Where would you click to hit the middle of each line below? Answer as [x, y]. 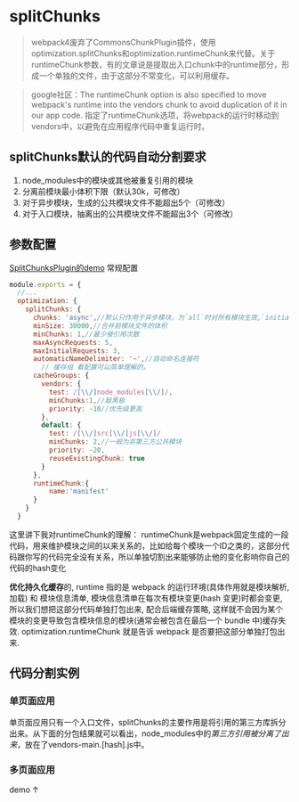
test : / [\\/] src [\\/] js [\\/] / [105, 434]
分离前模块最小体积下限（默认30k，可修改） [103, 191]
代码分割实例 [44, 673]
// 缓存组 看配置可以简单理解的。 [96, 367]
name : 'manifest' [79, 492]
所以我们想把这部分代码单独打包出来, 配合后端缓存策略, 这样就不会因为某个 [146, 609]
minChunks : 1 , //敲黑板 [87, 400]
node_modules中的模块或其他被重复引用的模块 [108, 180]
